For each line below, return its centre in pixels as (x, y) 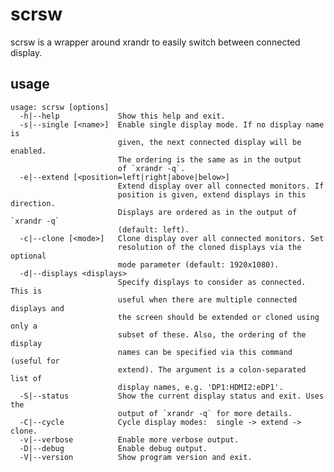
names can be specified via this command (205, 352)
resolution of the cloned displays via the (209, 247)
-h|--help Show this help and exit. (122, 116)
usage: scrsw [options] (60, 107)
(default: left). (153, 229)
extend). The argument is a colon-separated (212, 369)
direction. (33, 203)
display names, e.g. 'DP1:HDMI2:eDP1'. (200, 387)
